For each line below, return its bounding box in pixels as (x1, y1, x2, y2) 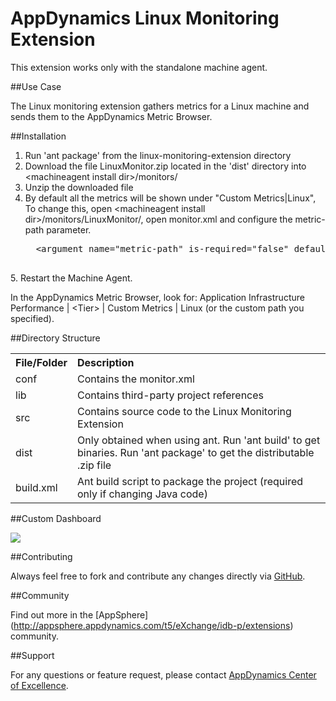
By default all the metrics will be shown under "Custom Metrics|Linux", (24, 192, 317, 204)
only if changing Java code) (77, 487, 208, 501)
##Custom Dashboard (10, 512, 102, 524)
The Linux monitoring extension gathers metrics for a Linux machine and (10, 100, 310, 112)
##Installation (10, 130, 67, 142)
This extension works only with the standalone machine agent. (10, 61, 268, 73)
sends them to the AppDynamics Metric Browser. (10, 110, 213, 122)
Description (77, 355, 135, 369)
